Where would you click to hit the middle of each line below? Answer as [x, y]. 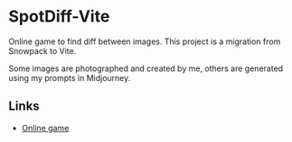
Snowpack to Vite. [42, 50]
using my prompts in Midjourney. [70, 77]
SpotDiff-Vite [59, 17]
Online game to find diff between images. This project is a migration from [145, 41]
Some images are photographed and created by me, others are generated [146, 68]
